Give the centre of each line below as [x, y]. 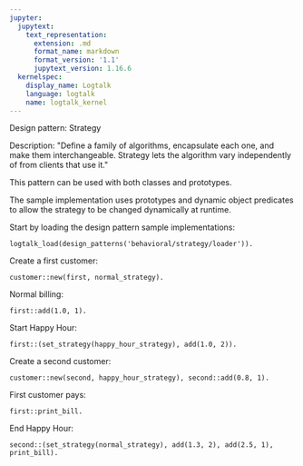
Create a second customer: [60, 362]
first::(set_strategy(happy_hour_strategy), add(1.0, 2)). [123, 345]
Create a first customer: [54, 261]
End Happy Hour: [42, 429]
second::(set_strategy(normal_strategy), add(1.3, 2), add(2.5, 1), [142, 445]
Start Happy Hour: [43, 328]
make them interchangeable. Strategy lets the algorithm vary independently [151, 155]
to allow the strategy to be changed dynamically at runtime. [120, 210]
